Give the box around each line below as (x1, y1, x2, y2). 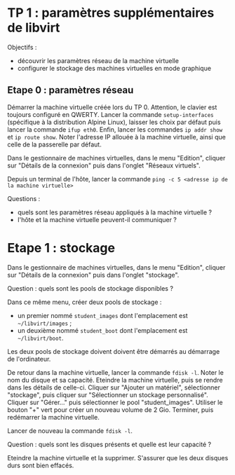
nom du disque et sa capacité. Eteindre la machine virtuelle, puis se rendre (7, 376, 223, 384)
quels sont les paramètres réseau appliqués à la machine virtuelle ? (17, 208, 213, 216)
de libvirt (7, 20, 60, 36)
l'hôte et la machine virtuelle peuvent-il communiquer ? (17, 215, 177, 223)
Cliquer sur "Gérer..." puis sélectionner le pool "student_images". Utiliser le (7, 398, 223, 406)
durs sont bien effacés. (7, 461, 74, 469)
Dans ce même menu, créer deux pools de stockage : (7, 298, 162, 306)
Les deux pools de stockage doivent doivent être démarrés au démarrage (7, 347, 220, 355)
